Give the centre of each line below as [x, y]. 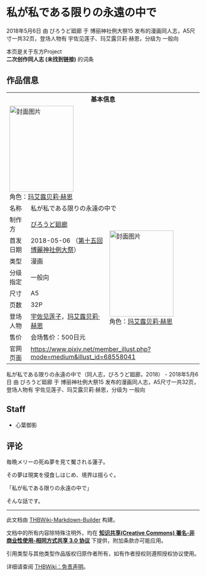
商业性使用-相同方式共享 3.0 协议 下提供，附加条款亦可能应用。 [86, 540]
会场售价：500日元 [58, 337]
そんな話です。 [25, 501]
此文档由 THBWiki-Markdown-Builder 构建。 [62, 520]
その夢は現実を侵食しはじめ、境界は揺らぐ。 [63, 475]
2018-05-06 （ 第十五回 [67, 240]
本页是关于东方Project [34, 51]
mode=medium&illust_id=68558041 [83, 357]
